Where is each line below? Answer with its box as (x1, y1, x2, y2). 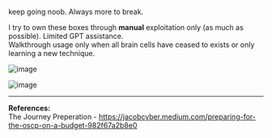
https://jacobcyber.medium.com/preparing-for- (98, 112, 257, 121)
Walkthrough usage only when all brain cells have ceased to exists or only (8, 40, 255, 50)
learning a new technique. (8, 49, 96, 58)
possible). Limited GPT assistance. (8, 32, 124, 41)
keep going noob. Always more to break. (8, 7, 144, 16)
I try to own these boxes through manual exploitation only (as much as (8, 23, 244, 32)
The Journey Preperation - (8, 112, 97, 121)
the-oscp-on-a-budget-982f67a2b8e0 (8, 121, 138, 130)
